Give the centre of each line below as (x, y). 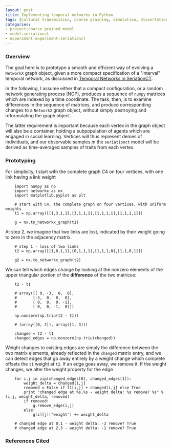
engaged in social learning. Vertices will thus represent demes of (74, 137)
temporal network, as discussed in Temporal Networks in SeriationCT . (79, 79)
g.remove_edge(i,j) (53, 406)
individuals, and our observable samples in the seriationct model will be (82, 142)
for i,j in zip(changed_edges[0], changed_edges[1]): (73, 379)
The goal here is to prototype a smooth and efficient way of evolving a (79, 68)
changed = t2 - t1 (34, 334)
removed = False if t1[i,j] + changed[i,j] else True (82, 388)
